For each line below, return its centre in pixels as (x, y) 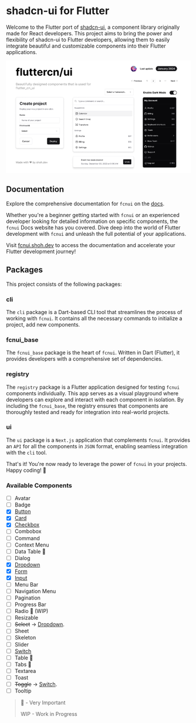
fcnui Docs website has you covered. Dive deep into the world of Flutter (93, 227)
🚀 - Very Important (43, 703)
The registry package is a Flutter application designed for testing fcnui (93, 387)
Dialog (22, 558)
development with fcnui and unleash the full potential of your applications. (96, 234)
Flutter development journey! (41, 251)
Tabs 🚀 (23, 664)
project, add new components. (43, 324)
